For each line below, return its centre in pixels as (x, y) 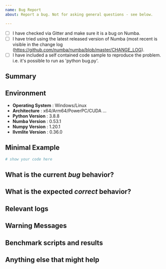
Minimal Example (32, 148)
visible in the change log (37, 44)
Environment (26, 93)
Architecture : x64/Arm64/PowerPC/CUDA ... (59, 110)
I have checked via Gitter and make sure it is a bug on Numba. (76, 33)
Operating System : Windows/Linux (49, 105)
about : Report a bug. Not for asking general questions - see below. (79, 14)
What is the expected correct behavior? (68, 192)
